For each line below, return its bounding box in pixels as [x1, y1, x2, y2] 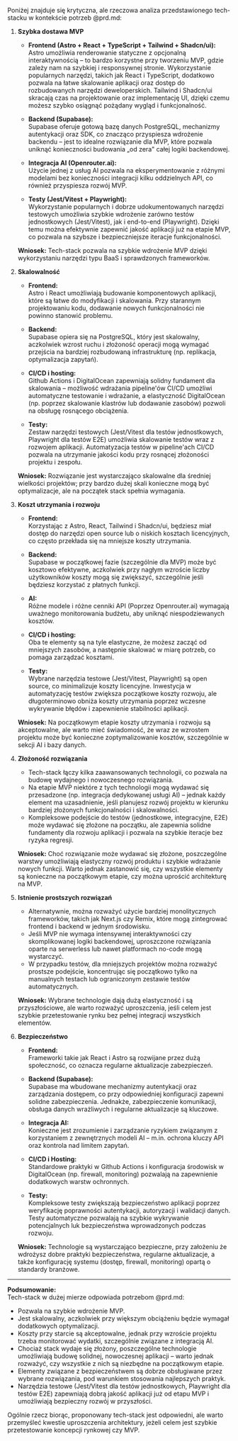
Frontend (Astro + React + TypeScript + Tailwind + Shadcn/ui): [28, 41, 216, 49]
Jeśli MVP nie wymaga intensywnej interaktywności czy [28, 930, 192, 938]
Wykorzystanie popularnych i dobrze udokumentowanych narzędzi [28, 203, 225, 211]
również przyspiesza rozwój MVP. [28, 181, 127, 190]
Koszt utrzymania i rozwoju [17, 501, 101, 508]
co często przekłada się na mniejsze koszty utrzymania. [28, 537, 191, 545]
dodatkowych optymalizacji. [17, 1322, 100, 1330]
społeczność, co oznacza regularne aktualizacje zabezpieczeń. [28, 1061, 213, 1069]
